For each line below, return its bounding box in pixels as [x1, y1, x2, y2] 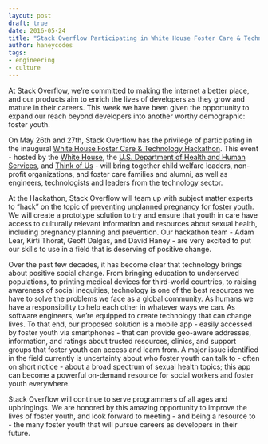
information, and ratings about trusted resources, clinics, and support [8, 336, 237, 346]
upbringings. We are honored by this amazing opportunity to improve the [8, 402, 247, 412]
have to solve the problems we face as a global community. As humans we [8, 294, 254, 303]
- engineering [8, 57, 56, 65]
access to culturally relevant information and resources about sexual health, [8, 218, 258, 228]
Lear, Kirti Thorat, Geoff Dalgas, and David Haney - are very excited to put [8, 235, 251, 245]
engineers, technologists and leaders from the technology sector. [8, 178, 223, 187]
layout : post [8, 11, 52, 20]
